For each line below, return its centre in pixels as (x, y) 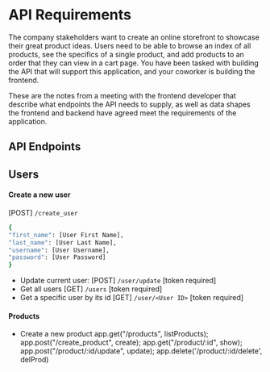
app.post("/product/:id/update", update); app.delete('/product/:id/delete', (141, 351)
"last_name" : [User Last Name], (62, 242)
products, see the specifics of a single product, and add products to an (126, 54)
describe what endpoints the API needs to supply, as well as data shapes (130, 104)
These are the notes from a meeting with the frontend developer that (122, 95)
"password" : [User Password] (57, 257)
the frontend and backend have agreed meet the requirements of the (123, 113)
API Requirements (70, 15)
